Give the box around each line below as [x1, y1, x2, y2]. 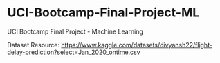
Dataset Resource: [7, 40, 60, 49]
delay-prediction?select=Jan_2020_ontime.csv [7, 48, 140, 56]
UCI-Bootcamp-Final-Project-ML [7, 5, 200, 21]
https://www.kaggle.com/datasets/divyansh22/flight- [61, 40, 213, 49]
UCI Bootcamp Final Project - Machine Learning [7, 27, 144, 36]
